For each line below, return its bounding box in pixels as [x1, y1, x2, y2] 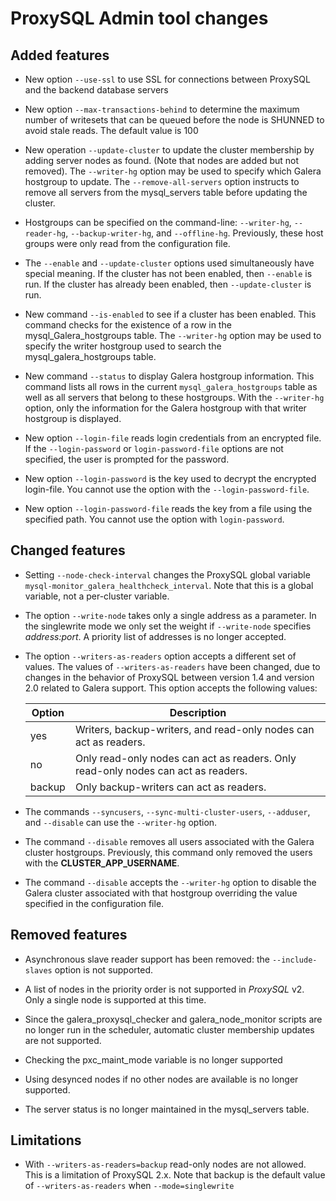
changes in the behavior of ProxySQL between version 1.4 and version [24, 671, 315, 683]
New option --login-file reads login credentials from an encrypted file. [24, 432, 322, 444]
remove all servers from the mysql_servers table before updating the [24, 187, 308, 198]
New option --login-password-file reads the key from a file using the [24, 503, 313, 514]
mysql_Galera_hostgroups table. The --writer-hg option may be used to [24, 330, 322, 341]
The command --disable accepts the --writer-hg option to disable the [24, 876, 317, 888]
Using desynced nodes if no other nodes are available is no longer [24, 1073, 299, 1085]
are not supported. [24, 1034, 102, 1046]
